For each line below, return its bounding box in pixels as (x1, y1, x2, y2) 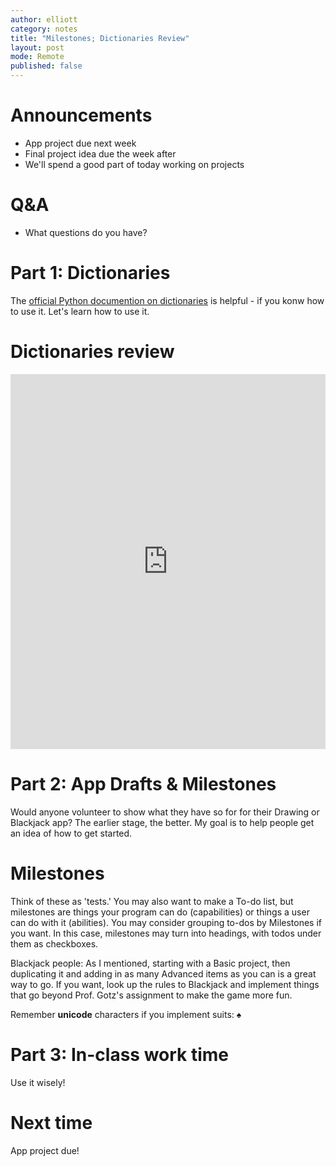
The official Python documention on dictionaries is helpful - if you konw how (10, 294, 325, 306)
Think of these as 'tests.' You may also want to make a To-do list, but (10, 895, 294, 907)
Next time (10, 1111, 93, 1134)
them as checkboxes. (10, 937, 99, 950)
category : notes (10, 24, 78, 34)
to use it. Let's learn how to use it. (10, 305, 150, 317)
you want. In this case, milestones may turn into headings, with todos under (10, 927, 322, 939)
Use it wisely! (10, 1076, 66, 1088)
